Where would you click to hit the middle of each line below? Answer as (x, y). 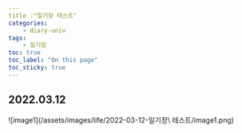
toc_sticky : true (37, 68)
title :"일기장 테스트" (43, 16)
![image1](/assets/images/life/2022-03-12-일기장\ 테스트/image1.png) (121, 119)
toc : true (25, 53)
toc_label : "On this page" (53, 61)
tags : (17, 38)
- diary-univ (44, 30)
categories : (28, 23)
